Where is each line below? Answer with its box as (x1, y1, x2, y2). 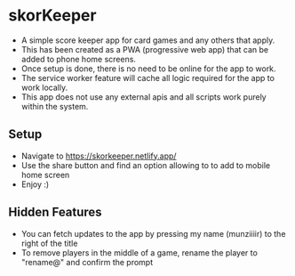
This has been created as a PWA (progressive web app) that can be (20, 44, 268, 54)
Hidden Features (8, 205, 103, 220)
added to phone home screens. (20, 53, 137, 64)
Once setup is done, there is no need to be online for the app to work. (20, 63, 276, 74)
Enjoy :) (20, 179, 50, 190)
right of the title (20, 238, 78, 248)
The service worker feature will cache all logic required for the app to (20, 72, 275, 83)
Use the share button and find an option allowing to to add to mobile (20, 159, 271, 170)
